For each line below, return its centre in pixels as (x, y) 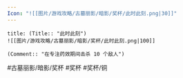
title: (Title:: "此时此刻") (47, 34)
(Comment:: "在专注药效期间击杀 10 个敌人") (66, 54)
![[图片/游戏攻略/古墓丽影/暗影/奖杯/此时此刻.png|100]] (81, 41)
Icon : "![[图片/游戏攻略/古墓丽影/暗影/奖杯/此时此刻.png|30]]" (92, 13)
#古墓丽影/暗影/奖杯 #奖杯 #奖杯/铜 (57, 67)
